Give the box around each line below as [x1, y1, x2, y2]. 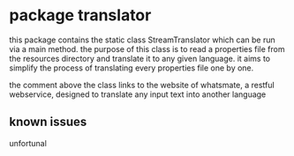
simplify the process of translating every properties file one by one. [9, 63, 254, 73]
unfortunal [9, 137, 47, 148]
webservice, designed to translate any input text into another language [9, 89, 267, 100]
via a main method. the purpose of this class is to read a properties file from [9, 43, 285, 54]
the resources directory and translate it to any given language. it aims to [9, 53, 271, 63]
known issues [9, 115, 87, 130]
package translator [9, 5, 152, 26]
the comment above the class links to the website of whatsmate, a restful [9, 79, 275, 90]
